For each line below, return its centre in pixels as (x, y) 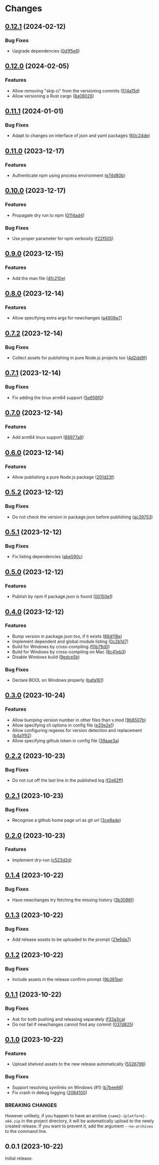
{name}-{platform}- (127, 1116)
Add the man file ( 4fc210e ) (39, 278)
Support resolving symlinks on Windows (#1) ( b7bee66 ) (68, 1087)
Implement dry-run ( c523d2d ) (42, 860)
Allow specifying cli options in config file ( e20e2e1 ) (63, 725)
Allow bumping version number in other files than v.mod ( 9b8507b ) (79, 720)
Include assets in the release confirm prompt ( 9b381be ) (67, 979)
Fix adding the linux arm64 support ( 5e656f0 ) (58, 397)
